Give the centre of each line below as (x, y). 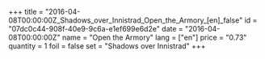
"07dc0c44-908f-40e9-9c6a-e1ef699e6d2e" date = (96, 29)
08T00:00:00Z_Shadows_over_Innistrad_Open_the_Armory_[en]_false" (126, 20)
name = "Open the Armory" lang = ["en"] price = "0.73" (154, 37)
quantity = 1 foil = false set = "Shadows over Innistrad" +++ (107, 46)
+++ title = (26, 12)
